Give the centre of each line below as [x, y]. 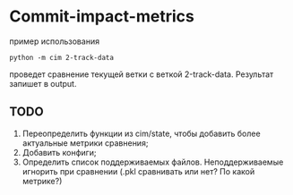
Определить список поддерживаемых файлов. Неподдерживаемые [153, 162]
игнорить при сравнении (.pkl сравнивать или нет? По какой [138, 171]
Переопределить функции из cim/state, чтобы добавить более [142, 133]
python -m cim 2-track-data [62, 57]
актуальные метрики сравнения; [85, 143]
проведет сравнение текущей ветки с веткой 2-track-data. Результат [142, 74]
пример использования [55, 41]
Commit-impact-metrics [102, 17]
